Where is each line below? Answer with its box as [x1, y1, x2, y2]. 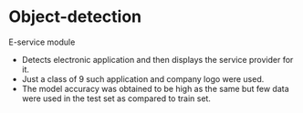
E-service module [8, 36, 76, 47]
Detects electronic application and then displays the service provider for [21, 54, 294, 65]
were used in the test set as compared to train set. [21, 93, 212, 104]
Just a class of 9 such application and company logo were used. [21, 73, 265, 84]
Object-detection [8, 6, 142, 27]
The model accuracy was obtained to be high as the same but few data [21, 83, 289, 94]
